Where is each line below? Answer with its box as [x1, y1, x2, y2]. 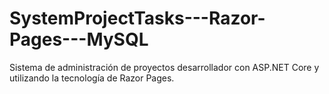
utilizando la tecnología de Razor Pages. [9, 72, 175, 84]
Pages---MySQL [9, 28, 149, 51]
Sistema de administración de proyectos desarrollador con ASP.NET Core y [9, 61, 320, 73]
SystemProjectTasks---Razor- [9, 7, 266, 30]
